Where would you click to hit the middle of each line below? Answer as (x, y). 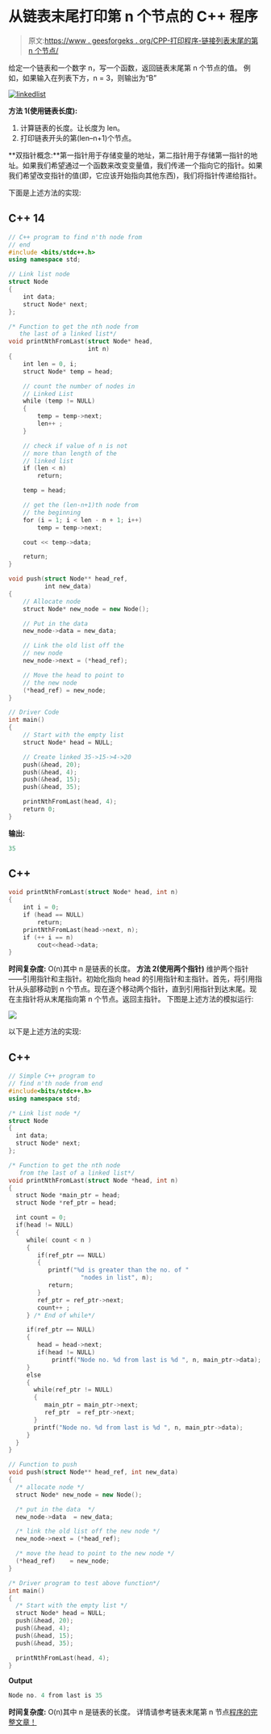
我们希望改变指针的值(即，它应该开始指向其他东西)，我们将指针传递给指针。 (135, 175)
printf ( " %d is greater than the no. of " (119, 1270)
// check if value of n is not (75, 445)
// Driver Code (34, 712)
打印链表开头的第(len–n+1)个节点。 (78, 137)
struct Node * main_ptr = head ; (68, 1196)
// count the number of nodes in (79, 386)
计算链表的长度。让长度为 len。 (72, 128)
